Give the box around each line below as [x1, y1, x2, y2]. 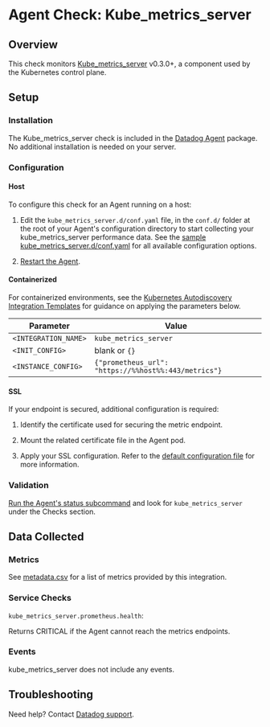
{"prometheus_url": [94, 358, 169, 368]
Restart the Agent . [19, 256, 80, 266]
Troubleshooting [8, 688, 94, 701]
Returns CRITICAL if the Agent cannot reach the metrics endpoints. [8, 626, 231, 636]
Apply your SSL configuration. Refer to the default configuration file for [19, 451, 256, 461]
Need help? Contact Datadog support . [8, 709, 135, 719]
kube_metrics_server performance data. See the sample [19, 232, 207, 242]
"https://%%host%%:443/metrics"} [94, 366, 223, 376]
